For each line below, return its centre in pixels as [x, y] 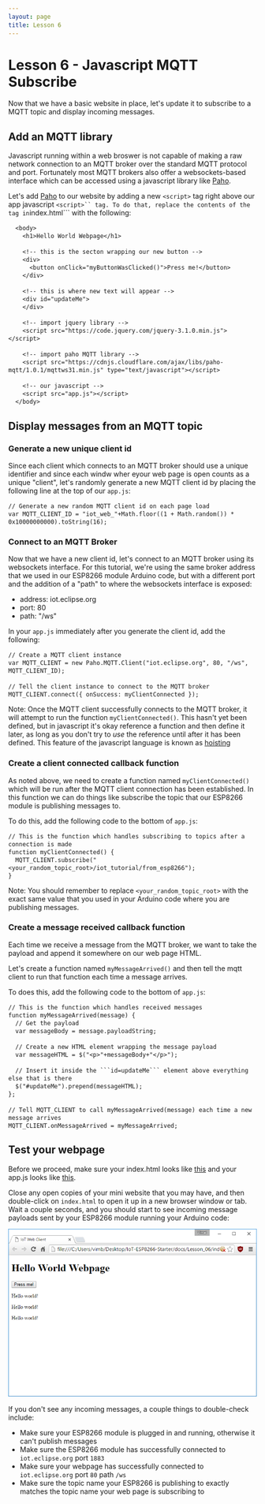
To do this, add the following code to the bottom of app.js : [103, 821]
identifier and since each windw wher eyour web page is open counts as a [129, 474]
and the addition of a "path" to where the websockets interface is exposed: [130, 584]
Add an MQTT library [60, 137]
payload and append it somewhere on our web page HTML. [105, 953]
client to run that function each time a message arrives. [98, 976]
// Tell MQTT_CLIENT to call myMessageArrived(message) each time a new [130, 1110]
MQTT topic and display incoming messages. [82, 112]
